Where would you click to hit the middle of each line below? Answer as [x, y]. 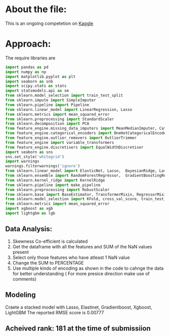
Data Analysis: [29, 229]
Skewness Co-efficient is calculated [50, 241]
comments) [25, 279]
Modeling [20, 295]
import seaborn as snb [29, 81]
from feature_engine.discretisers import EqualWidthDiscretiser [74, 147]
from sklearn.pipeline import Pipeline [47, 105]
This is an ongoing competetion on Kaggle [49, 23]
